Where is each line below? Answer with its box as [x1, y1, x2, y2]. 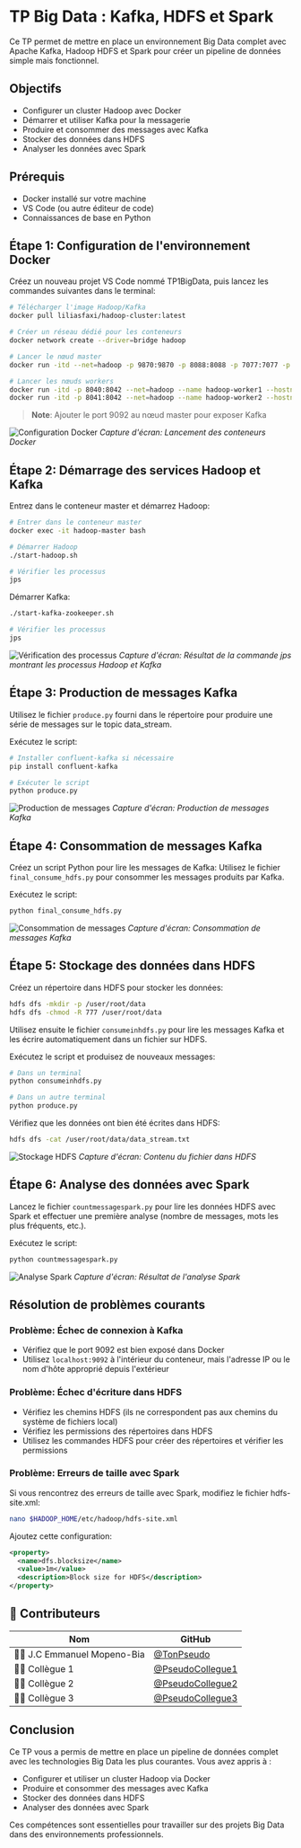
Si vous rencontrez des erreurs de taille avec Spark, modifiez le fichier [9, 1487, 269, 1498]
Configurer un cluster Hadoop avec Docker [21, 105, 182, 116]
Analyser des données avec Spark [21, 1801, 150, 1812]
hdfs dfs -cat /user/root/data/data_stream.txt [9, 1135, 191, 1144]
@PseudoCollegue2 [153, 1677, 238, 1690]
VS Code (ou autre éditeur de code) [21, 202, 155, 213]
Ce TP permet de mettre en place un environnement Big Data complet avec [9, 36, 287, 47]
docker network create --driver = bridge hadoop [9, 336, 186, 345]
